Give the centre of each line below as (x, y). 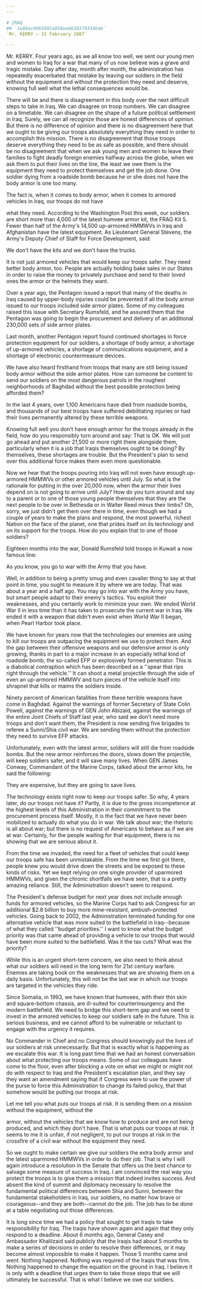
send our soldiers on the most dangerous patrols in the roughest (86, 380)
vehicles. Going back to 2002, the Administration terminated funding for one (101, 916)
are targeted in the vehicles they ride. (53, 985)
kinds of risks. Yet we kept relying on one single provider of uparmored (94, 873)
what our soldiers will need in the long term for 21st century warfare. (91, 966)
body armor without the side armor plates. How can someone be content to (99, 374)
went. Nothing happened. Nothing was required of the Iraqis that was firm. (98, 1261)
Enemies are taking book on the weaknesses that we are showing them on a (100, 973)
